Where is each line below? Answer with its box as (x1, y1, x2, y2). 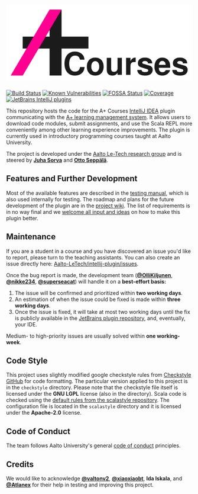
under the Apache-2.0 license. (6, 409, 82, 416)
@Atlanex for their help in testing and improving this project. (6, 482, 154, 489)
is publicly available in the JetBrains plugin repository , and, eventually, (14, 315, 186, 322)
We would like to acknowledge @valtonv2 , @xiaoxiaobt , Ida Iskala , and (6, 475, 183, 482)
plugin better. (6, 214, 38, 222)
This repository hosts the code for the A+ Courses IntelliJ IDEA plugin (6, 107, 176, 114)
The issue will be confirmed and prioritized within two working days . (14, 289, 183, 296)
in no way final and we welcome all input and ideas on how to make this (6, 208, 180, 215)
